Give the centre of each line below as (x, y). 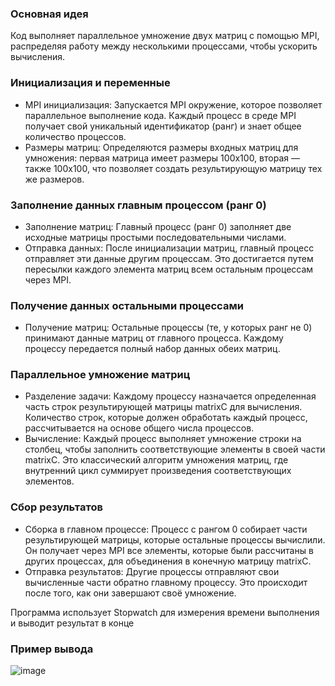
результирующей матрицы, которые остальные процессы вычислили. (175, 539)
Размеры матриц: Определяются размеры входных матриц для (161, 147)
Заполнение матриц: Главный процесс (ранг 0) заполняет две (158, 226)
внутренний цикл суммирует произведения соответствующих (158, 471)
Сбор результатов (56, 507)
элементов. (49, 481)
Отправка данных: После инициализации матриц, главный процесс (169, 248)
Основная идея (49, 14)
